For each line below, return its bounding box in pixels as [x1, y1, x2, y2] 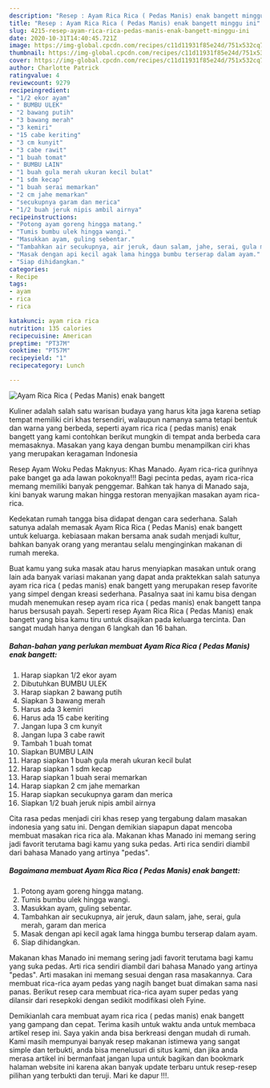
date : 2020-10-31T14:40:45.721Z [9, 34, 117, 42]
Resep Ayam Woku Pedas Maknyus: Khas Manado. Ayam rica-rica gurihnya [9, 464, 259, 474]
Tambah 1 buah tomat [20, 738, 92, 748]
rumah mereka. [9, 548, 59, 557]
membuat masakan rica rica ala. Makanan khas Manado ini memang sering [9, 831, 256, 840]
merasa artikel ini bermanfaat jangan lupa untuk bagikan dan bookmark [9, 1054, 244, 1063]
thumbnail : [9, 49, 46, 57]
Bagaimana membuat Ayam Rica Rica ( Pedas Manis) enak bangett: [9, 866, 240, 876]
